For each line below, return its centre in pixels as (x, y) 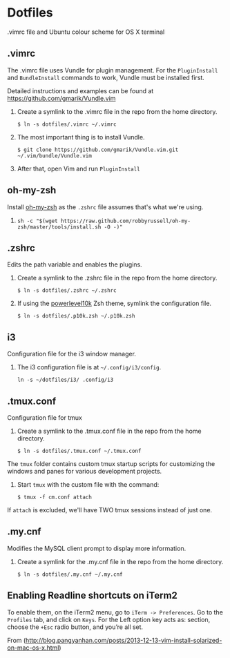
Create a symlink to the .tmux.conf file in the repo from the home (109, 431)
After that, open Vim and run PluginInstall (78, 168)
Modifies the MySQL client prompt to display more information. (97, 548)
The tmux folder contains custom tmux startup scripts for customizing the (111, 464)
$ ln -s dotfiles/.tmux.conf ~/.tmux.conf (79, 451)
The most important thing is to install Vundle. (81, 137)
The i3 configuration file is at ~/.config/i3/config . (89, 367)
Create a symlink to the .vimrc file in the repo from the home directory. (117, 111)
